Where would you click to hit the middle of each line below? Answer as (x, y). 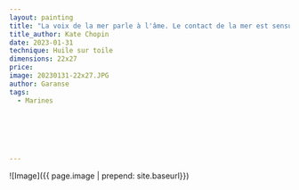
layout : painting (41, 17)
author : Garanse (39, 84)
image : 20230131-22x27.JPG (59, 76)
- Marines (35, 100)
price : (21, 68)
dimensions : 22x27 (43, 59)
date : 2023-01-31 (41, 42)
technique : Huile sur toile (61, 51)
